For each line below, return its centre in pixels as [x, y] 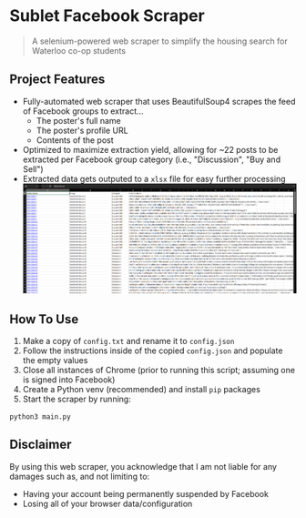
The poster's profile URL [82, 130]
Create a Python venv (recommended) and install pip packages [142, 389]
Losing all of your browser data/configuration [107, 503]
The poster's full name [78, 120]
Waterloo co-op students [78, 50]
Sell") [33, 168]
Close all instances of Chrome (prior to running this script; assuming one [159, 370]
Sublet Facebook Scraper [107, 16]
